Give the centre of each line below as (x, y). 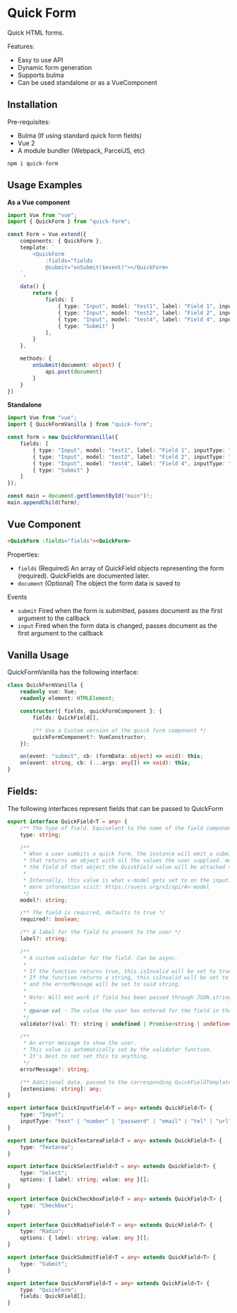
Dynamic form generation (55, 67)
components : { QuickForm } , (61, 241)
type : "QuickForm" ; (49, 1290)
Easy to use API (40, 60)
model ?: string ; (44, 900)
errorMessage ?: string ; (55, 1069)
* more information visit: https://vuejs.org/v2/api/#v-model (116, 887)
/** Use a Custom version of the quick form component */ (120, 730)
